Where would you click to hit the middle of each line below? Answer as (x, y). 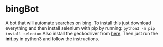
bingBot (22, 9)
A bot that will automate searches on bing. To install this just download (78, 23)
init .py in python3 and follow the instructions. (52, 39)
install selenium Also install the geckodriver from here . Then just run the (82, 33)
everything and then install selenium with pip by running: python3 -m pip (80, 28)
